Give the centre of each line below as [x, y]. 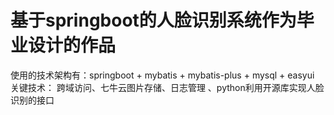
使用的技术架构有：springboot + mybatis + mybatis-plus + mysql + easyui [162, 75]
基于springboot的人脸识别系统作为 [153, 20]
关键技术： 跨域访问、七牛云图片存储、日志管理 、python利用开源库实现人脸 [167, 87]
